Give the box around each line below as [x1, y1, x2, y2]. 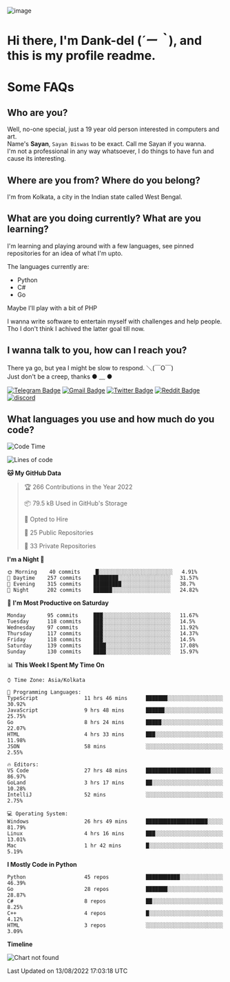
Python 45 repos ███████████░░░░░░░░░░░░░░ [7, 874, 224, 881]
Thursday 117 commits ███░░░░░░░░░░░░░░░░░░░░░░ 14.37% [7, 630, 198, 637]
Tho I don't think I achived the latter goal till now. [7, 324, 145, 332]
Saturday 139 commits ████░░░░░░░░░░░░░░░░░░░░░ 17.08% [7, 642, 198, 650]
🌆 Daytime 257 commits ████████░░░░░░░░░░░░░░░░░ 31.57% [7, 574, 198, 582]
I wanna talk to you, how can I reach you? [7, 345, 187, 357]
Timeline [7, 940, 33, 948]
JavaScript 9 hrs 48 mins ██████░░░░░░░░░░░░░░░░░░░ [7, 707, 224, 714]
